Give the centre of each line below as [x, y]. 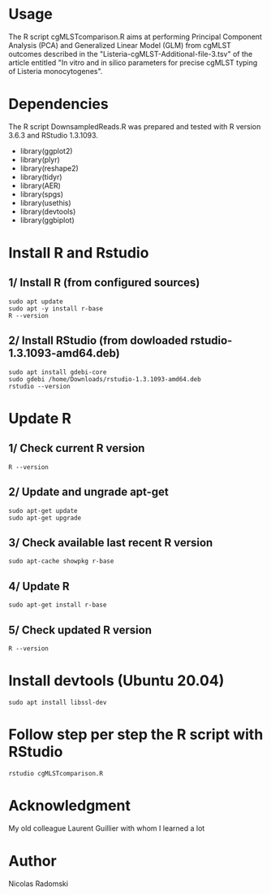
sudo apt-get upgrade [45, 518]
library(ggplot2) [46, 150]
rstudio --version [39, 386]
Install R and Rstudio [79, 253]
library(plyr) [40, 159]
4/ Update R [39, 586]
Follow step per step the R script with [136, 734]
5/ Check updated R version [80, 630]
